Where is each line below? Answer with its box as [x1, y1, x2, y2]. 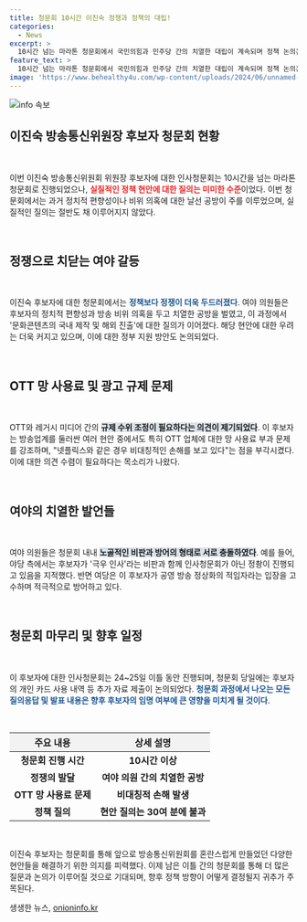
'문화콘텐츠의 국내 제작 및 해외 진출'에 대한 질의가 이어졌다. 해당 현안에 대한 [9, 320, 277, 331]
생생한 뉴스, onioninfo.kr [9, 902, 99, 913]
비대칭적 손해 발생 [116, 788, 190, 800]
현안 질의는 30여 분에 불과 [100, 805, 206, 818]
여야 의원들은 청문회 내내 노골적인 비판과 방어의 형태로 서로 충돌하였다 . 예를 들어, [9, 547, 295, 557]
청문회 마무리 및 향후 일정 [9, 628, 143, 644]
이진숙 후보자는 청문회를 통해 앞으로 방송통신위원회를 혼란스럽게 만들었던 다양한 [9, 848, 293, 859]
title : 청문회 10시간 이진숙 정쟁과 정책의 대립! [9, 13, 172, 23]
